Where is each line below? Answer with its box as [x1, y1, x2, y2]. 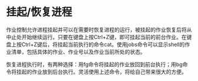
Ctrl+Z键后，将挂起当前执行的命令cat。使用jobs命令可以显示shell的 [21, 41, 185, 48]
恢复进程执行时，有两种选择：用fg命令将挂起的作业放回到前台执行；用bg [6, 60, 183, 68]
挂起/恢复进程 [6, 5, 72, 19]
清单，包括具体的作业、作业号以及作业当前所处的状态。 [11, 48, 146, 55]
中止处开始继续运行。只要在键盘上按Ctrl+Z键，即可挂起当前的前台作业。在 [6, 33, 187, 40]
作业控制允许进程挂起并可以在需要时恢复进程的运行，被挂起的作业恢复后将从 [6, 26, 192, 33]
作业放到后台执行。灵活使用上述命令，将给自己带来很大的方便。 [31, 68, 187, 75]
